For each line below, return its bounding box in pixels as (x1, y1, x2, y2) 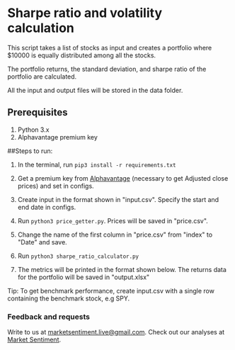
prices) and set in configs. (17, 181, 94, 190)
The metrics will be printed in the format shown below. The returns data (17, 265, 227, 273)
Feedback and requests (7, 312, 91, 322)
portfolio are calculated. (7, 72, 77, 81)
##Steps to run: (7, 147, 53, 155)
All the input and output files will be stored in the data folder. (7, 86, 183, 94)
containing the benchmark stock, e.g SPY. (7, 294, 130, 303)
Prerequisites (7, 106, 68, 118)
